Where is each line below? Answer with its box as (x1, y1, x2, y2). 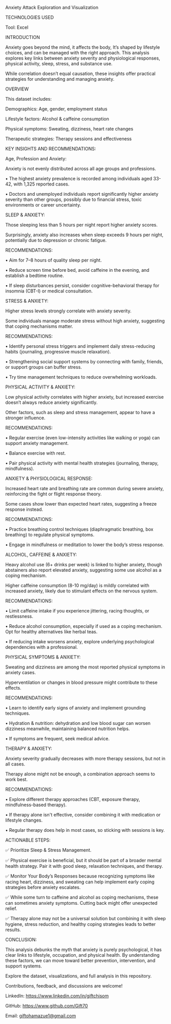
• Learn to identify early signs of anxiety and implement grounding (5, 705, 146, 711)
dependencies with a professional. (5, 644, 78, 650)
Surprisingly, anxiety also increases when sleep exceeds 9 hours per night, (5, 232, 164, 238)
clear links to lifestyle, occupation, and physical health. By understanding (5, 952, 160, 958)
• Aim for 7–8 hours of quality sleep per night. (5, 257, 102, 263)
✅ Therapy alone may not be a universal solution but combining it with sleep (5, 916, 166, 921)
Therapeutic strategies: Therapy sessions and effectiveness (5, 136, 132, 142)
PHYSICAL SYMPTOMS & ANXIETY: (5, 654, 81, 660)
